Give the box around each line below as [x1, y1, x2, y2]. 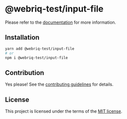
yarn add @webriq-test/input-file [5, 46, 75, 51]
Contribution [5, 69, 44, 77]
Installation [5, 33, 40, 42]
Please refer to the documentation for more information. [5, 19, 116, 25]
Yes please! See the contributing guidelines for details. [5, 81, 113, 88]
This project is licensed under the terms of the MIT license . [5, 108, 122, 114]
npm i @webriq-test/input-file [5, 55, 68, 60]
